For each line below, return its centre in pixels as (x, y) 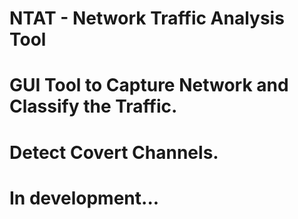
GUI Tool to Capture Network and (149, 85)
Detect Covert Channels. (114, 152)
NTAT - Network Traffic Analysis (147, 18)
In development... (84, 198)
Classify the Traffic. (93, 106)
